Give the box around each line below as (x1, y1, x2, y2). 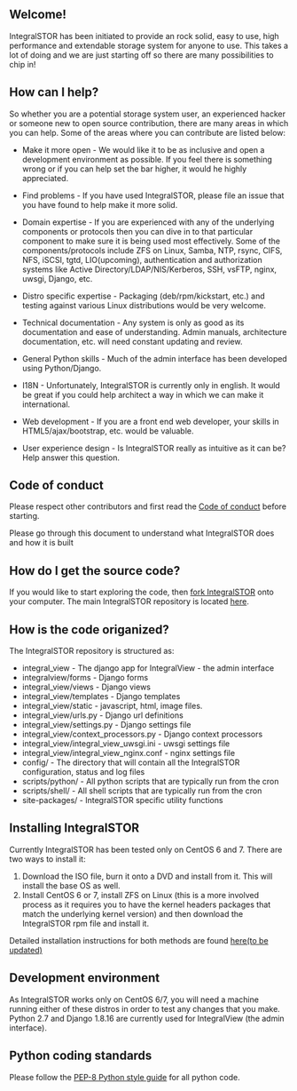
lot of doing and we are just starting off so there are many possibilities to (9, 49, 274, 60)
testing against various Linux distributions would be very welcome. (21, 299, 266, 310)
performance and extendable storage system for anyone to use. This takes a (9, 40, 289, 51)
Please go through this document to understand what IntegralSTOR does (9, 528, 275, 538)
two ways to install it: (9, 853, 86, 864)
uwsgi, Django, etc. (21, 273, 93, 283)
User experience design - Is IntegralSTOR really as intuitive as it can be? (21, 442, 286, 453)
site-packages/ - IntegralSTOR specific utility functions (21, 795, 223, 806)
